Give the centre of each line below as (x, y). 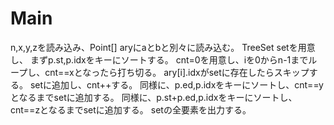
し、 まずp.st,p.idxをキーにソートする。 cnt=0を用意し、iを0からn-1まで (159, 59)
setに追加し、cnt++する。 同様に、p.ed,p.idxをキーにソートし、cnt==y (176, 84)
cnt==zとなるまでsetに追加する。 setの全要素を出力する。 (131, 109)
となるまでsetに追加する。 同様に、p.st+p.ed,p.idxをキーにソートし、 (154, 97)
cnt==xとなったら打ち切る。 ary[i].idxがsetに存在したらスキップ (177, 72)
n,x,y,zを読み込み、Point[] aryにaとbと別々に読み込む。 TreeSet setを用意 (163, 47)
